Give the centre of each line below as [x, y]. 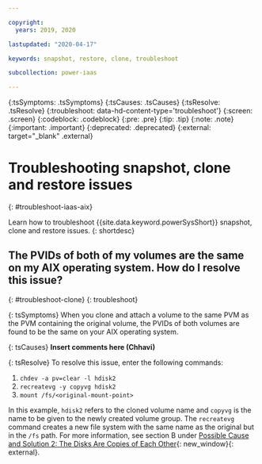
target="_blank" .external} [51, 136]
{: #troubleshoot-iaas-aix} [51, 207]
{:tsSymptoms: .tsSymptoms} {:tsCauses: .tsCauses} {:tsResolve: [114, 102]
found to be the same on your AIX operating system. [93, 332]
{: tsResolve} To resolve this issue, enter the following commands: [116, 362]
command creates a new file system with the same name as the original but [131, 427]
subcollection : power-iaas [53, 73]
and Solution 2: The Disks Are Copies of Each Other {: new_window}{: [121, 443]
